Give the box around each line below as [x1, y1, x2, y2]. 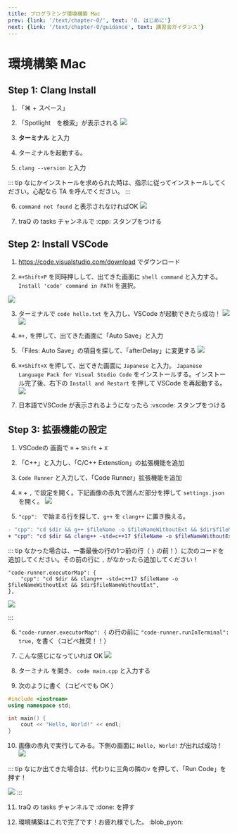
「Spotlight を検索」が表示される [18, 119, 119, 127]
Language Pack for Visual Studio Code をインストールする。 [18, 370, 196, 379]
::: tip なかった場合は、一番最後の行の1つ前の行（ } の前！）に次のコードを [8, 546, 224, 554]
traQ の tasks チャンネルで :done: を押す [18, 803, 135, 811]
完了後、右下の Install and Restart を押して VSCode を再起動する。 [24, 379, 226, 388]
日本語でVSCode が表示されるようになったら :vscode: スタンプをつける [18, 401, 226, 409]
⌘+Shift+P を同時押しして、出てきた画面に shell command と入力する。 [18, 272, 222, 281]
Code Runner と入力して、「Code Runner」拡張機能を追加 [18, 473, 182, 482]
